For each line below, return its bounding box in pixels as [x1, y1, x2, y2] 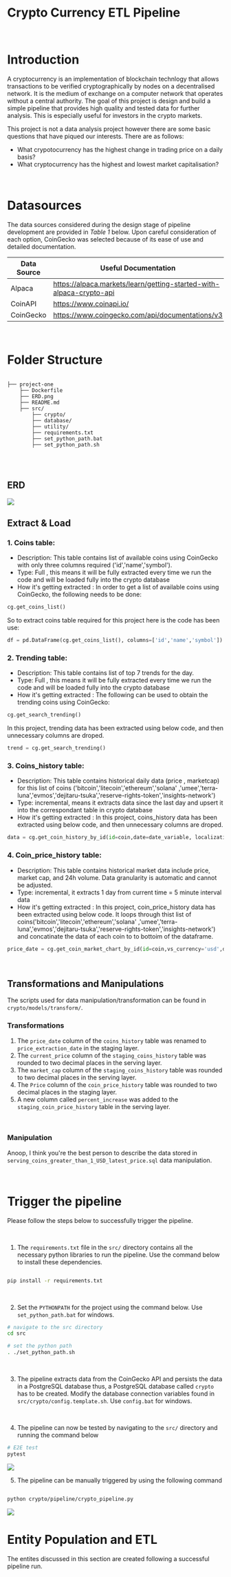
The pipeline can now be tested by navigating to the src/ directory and [16, 1424, 218, 1432]
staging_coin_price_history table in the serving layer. [16, 1102, 170, 1110]
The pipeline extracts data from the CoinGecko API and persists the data [16, 1375, 223, 1383]
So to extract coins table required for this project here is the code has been [7, 616, 220, 625]
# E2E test [7, 1444, 38, 1451]
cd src [7, 1330, 26, 1337]
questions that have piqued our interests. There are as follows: [7, 132, 184, 140]
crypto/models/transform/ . [7, 1003, 83, 1012]
